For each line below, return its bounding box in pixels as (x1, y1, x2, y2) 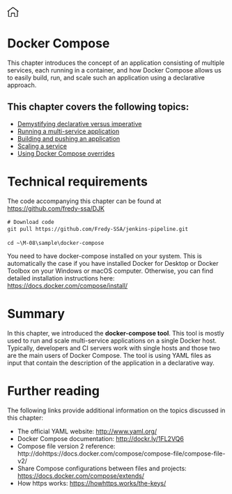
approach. (7, 80, 37, 89)
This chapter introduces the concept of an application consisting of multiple (7, 59, 225, 67)
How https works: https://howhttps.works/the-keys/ (17, 479, 167, 487)
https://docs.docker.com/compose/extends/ (17, 471, 145, 480)
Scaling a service (17, 142, 68, 150)
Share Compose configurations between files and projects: (17, 464, 187, 472)
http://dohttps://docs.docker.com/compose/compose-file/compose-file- (17, 449, 226, 458)
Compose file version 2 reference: (17, 442, 116, 450)
